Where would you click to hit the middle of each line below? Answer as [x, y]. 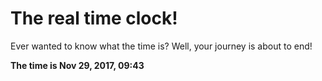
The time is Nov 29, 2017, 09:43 [77, 65]
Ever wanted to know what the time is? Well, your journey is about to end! [161, 46]
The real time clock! [94, 18]
